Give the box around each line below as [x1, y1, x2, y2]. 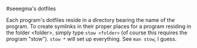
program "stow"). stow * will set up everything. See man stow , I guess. [6, 36, 177, 42]
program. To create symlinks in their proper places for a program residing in [6, 23, 192, 30]
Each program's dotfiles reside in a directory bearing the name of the [6, 17, 175, 23]
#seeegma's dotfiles [6, 5, 56, 12]
